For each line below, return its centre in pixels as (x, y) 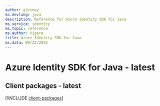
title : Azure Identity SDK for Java (43, 38)
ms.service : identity (28, 24)
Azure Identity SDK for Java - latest (80, 67)
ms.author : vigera (24, 33)
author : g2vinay (22, 10)
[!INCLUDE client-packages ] (34, 98)
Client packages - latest (43, 86)
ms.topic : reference (27, 29)
